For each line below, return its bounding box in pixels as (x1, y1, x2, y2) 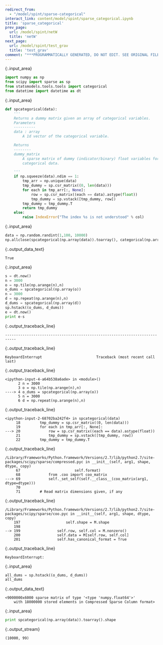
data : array (14, 129, 40, 134)
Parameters (14, 120, 36, 125)
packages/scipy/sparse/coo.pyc (5, 511, 68, 516)
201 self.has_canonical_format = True (14, 537, 127, 542)
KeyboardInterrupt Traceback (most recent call (5, 354, 155, 360)
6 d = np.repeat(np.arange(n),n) (17, 398, 86, 403)
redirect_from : (5, 7, 36, 12)
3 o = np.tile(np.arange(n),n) (17, 385, 81, 390)
